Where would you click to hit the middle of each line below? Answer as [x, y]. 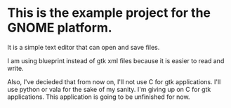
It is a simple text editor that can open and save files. [84, 47]
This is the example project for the [109, 13]
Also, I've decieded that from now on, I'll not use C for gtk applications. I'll [114, 81]
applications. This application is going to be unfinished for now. [99, 97]
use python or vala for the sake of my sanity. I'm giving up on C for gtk [109, 89]
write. [15, 68]
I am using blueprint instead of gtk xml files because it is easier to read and [116, 60]
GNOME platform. [60, 28]
